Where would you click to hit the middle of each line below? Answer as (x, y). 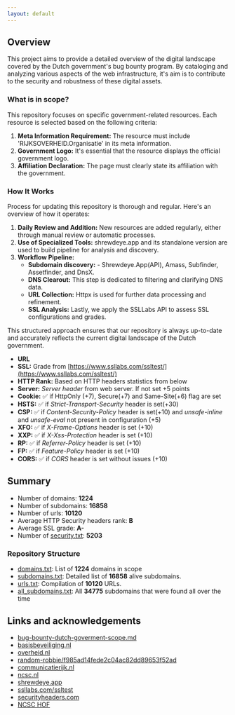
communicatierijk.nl (46, 667)
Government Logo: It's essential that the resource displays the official (119, 151)
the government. (41, 173)
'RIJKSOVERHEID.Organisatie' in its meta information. (94, 143)
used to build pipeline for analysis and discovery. (88, 250)
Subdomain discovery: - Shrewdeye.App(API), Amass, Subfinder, (123, 265)
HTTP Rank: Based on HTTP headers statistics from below (102, 381)
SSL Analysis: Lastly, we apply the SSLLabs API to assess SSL (118, 310)
